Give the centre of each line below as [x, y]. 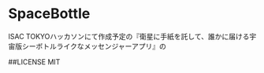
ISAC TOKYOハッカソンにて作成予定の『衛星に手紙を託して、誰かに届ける [129, 36]
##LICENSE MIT [34, 62]
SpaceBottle [49, 14]
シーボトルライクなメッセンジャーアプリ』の [94, 46]
